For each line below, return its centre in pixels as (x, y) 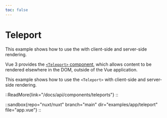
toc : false (17, 10)
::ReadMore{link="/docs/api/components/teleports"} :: (62, 95)
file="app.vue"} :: (23, 110)
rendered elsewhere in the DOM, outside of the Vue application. (71, 69)
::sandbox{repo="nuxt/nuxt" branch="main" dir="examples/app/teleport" (81, 104)
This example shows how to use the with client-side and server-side (76, 49)
